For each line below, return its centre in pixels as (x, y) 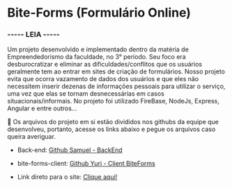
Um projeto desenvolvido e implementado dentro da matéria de (98, 49)
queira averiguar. (31, 137)
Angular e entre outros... (42, 108)
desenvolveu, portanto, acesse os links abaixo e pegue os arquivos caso (111, 129)
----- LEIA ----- (34, 35)
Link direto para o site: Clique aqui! (67, 177)
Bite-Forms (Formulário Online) (99, 13)
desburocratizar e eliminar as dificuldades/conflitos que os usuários (105, 65)
